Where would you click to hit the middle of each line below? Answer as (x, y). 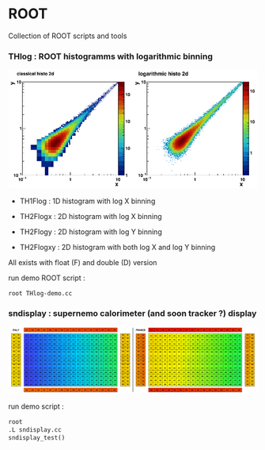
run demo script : (36, 406)
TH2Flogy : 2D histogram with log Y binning (91, 232)
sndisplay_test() (37, 438)
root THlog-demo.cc (40, 293)
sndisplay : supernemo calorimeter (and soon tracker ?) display (132, 313)
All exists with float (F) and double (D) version (83, 262)
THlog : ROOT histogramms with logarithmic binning (111, 56)
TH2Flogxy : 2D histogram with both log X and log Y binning (117, 247)
